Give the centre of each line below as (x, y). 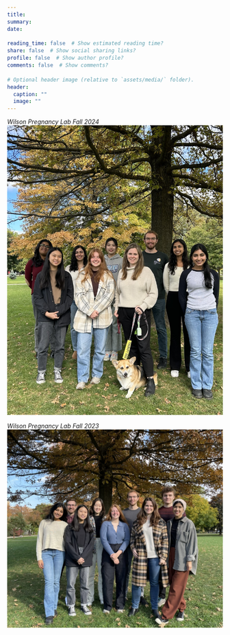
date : (15, 29)
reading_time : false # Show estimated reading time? (86, 44)
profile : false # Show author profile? (66, 58)
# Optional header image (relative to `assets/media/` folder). (101, 80)
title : (16, 14)
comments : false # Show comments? (58, 65)
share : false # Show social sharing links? (72, 51)
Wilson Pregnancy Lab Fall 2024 (53, 122)
